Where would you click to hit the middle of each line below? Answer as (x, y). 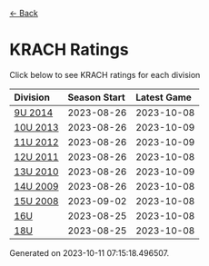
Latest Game (164, 97)
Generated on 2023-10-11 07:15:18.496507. (90, 252)
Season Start (96, 97)
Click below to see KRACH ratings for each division (105, 74)
